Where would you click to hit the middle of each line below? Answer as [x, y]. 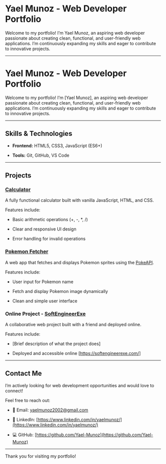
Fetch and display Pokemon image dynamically [60, 291]
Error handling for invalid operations [49, 239]
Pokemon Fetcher [27, 252]
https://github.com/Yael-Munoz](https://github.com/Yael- [95, 435]
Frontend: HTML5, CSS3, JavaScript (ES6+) [57, 145]
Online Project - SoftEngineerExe [45, 314]
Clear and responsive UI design [44, 229]
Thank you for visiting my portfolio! [41, 456]
